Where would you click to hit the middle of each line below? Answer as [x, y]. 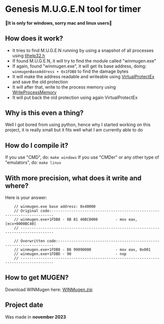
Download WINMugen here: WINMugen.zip [49, 290]
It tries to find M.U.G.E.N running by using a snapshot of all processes [83, 50]
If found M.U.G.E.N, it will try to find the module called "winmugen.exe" [84, 61]
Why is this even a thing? [44, 113]
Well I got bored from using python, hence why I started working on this [78, 125]
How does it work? [34, 39]
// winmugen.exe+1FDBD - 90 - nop [70, 254]
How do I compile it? [37, 146]
